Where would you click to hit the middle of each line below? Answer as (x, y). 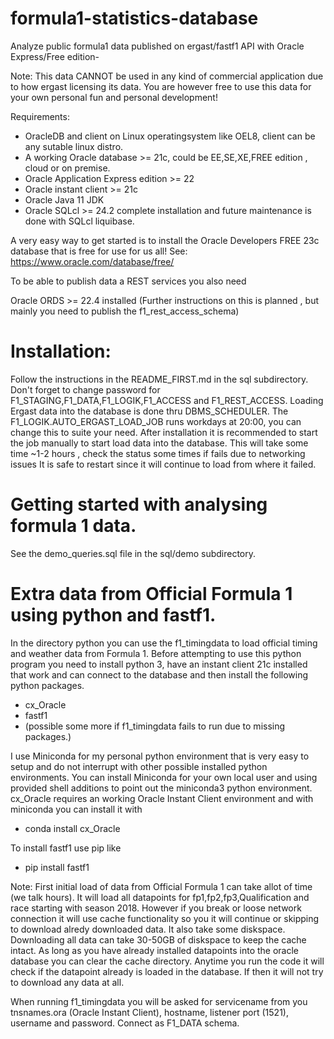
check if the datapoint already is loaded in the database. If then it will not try (167, 971)
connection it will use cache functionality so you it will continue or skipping (165, 918)
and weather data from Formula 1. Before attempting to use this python (156, 653)
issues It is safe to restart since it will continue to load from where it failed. (163, 464)
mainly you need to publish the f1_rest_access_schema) (125, 311)
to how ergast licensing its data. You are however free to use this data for (161, 86)
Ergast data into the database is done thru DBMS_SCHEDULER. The (149, 411)
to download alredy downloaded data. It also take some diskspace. (148, 929)
